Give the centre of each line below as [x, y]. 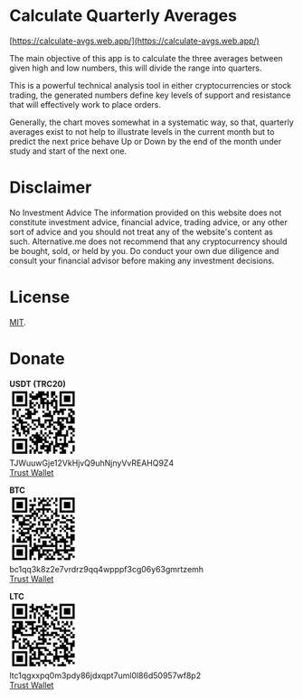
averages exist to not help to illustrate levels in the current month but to [142, 131]
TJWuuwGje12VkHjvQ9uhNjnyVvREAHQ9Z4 [92, 463]
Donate [37, 359]
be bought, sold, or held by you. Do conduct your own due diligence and [144, 250]
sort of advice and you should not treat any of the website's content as [141, 231]
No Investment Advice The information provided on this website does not [146, 213]
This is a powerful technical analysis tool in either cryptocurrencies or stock [151, 85]
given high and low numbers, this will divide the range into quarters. [136, 68]
